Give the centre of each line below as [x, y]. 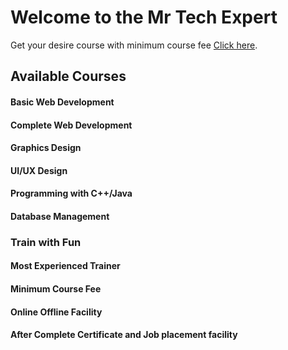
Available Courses [68, 76]
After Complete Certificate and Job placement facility [124, 335]
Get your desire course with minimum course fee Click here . [134, 45]
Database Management [60, 216]
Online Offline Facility [56, 312]
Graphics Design [46, 148]
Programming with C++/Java [71, 193]
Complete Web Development [71, 125]
